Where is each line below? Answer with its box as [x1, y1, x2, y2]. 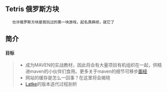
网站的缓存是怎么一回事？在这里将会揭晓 [25, 75, 110, 81]
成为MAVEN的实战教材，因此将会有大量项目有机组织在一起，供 [25, 62, 158, 68]
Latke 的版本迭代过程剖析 [25, 81, 77, 87]
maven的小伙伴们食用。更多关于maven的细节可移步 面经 [30, 68, 148, 75]
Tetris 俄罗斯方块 [5, 5, 60, 14]
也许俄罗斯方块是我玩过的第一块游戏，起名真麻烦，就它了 [12, 19, 115, 24]
